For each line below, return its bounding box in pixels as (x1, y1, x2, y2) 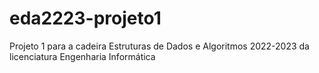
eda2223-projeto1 (9, 7, 162, 30)
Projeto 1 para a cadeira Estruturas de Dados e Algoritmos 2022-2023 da (9, 40, 310, 52)
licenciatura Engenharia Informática (9, 50, 156, 62)
